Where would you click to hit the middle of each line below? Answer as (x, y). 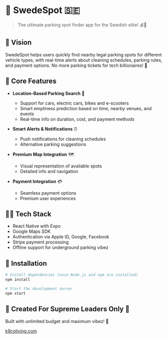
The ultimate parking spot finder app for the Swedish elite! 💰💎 (82, 25)
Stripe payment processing (40, 242)
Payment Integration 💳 (37, 181)
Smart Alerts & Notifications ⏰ (45, 129)
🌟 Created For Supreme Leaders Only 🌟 (67, 309)
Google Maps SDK (32, 231)
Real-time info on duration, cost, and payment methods (77, 119)
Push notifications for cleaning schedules (63, 139)
